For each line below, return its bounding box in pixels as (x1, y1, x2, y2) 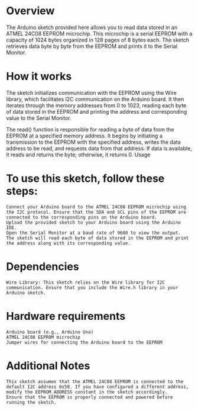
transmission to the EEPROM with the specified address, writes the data (6, 138, 181, 146)
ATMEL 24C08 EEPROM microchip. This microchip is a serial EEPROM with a (6, 30, 193, 37)
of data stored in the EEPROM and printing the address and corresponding (6, 108, 187, 115)
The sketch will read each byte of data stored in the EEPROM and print (6, 235, 189, 241)
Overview (6, 4, 55, 18)
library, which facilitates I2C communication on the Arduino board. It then (6, 95, 184, 102)
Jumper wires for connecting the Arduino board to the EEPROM (6, 339, 163, 345)
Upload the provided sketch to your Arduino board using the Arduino (6, 219, 181, 226)
